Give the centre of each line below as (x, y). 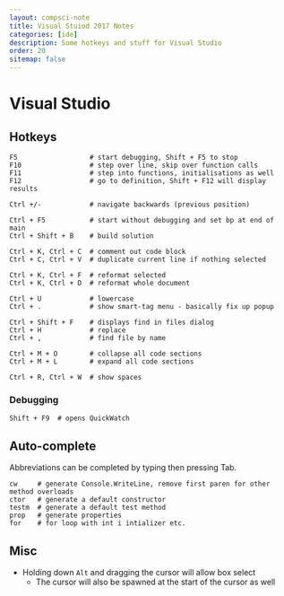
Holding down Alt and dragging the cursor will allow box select (139, 572)
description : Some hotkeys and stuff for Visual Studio (116, 43)
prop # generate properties (66, 516)
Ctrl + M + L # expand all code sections (102, 362)
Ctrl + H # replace (68, 330)
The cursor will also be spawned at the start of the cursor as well (155, 582)
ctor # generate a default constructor (88, 500)
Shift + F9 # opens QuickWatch (69, 418)
